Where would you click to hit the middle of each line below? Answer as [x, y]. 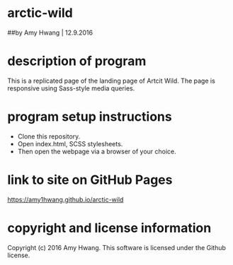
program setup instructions [90, 117]
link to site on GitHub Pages [90, 180]
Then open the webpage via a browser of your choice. [97, 151]
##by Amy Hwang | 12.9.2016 [50, 33]
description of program [77, 61]
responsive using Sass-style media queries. [71, 88]
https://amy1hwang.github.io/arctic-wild [66, 199]
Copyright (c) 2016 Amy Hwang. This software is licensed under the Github [117, 247]
